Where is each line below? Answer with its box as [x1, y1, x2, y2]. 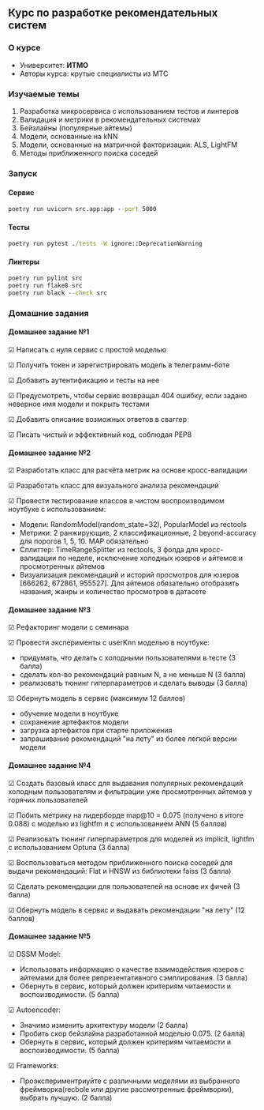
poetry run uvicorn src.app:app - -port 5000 [8, 205, 157, 213]
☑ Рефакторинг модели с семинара [8, 623, 129, 632]
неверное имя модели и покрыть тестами [8, 399, 150, 409]
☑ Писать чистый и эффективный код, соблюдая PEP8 [8, 430, 192, 439]
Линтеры [8, 257, 40, 266]
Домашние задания [8, 307, 89, 318]
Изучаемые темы [8, 88, 80, 100]
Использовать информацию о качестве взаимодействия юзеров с [19, 964, 244, 974]
